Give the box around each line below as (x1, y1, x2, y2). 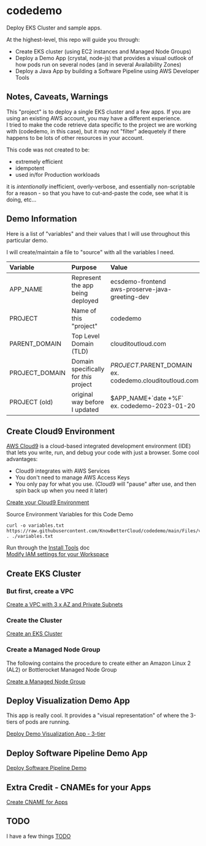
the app (71, 281, 94, 289)
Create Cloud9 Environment (6, 426, 115, 437)
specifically (71, 365, 105, 373)
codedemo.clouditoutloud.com (110, 376, 199, 384)
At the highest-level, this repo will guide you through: (6, 36, 140, 43)
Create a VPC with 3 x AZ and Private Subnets (6, 601, 123, 608)
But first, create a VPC (6, 587, 74, 596)
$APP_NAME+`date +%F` (110, 394, 184, 402)
